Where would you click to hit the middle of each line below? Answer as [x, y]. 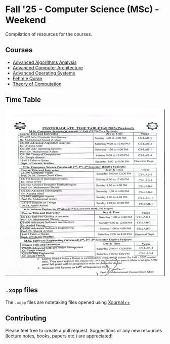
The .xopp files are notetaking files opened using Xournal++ [68, 302]
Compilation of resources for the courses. [49, 34]
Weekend [26, 20]
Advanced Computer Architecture [48, 67]
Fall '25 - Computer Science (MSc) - [82, 9]
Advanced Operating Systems [44, 73]
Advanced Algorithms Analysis [45, 62]
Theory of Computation [37, 84]
